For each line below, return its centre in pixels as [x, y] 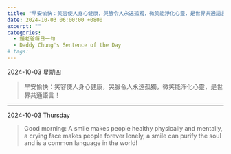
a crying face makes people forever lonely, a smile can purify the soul [122, 136]
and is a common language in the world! [81, 143]
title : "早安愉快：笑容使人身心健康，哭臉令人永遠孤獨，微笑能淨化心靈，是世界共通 [112, 13]
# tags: [18, 52]
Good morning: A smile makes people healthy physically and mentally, [123, 128]
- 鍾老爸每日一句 [34, 39]
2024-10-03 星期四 [34, 72]
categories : [24, 33]
